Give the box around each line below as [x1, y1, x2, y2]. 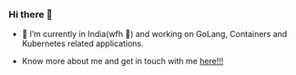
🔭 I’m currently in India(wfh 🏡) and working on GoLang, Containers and [21, 29, 288, 40]
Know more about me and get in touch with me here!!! [21, 56, 224, 67]
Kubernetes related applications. [21, 38, 145, 49]
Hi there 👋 [8, 8, 54, 21]
